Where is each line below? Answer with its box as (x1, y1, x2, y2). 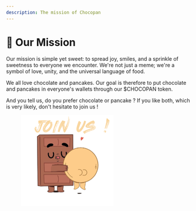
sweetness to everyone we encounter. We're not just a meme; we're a (6, 61, 175, 68)
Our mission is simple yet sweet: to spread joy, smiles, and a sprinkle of (6, 55, 179, 62)
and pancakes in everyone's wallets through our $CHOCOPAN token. (6, 85, 173, 93)
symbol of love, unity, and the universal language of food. (6, 68, 146, 75)
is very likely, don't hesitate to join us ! (6, 103, 99, 110)
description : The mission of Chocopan (6, 9, 101, 15)
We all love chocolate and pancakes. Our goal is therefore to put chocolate (6, 79, 187, 86)
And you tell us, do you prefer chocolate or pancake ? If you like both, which (6, 97, 191, 104)
